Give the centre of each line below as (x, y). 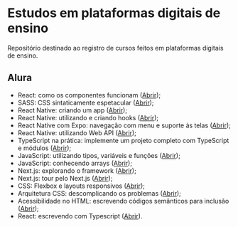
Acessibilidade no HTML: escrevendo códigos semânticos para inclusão (123, 201)
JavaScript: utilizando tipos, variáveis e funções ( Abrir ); (99, 155)
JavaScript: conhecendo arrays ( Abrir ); (75, 163)
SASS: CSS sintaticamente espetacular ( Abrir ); (86, 102)
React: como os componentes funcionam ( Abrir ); (89, 95)
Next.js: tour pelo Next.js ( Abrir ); (65, 178)
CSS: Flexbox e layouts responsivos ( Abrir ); (81, 186)
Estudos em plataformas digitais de (114, 13)
